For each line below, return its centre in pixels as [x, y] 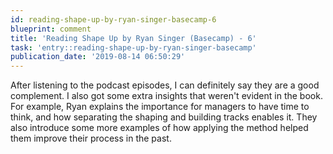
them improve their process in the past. [91, 138]
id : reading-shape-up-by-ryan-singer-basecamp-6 [113, 19]
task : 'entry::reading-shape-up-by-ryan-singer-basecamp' [133, 47]
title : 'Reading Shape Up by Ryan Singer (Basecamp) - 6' [133, 38]
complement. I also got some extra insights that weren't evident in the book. [166, 96]
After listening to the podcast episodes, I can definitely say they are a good [165, 85]
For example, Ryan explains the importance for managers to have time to [160, 107]
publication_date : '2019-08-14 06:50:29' [98, 57]
